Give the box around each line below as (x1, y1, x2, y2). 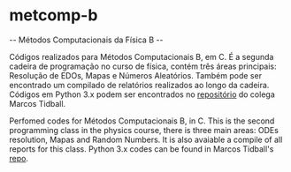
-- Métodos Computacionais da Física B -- (9, 34, 164, 45)
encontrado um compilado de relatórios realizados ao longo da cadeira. (9, 79, 270, 90)
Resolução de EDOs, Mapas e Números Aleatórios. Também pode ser (9, 70, 263, 80)
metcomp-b (9, 5, 98, 26)
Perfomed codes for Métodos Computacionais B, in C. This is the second (9, 116, 275, 126)
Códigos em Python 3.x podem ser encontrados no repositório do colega (9, 89, 276, 100)
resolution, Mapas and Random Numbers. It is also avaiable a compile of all (9, 134, 283, 145)
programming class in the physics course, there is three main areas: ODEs (9, 124, 279, 135)
